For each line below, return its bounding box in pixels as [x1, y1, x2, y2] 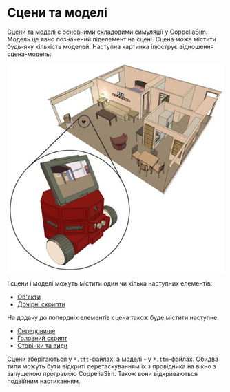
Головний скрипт [17, 334, 67, 342]
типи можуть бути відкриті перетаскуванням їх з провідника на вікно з [7, 362, 216, 371]
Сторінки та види [17, 341, 68, 350]
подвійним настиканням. [7, 377, 81, 385]
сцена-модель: [7, 50, 52, 58]
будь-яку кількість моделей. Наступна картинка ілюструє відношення [7, 42, 215, 50]
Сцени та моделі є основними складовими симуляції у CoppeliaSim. [7, 28, 208, 36]
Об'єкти [17, 292, 41, 301]
